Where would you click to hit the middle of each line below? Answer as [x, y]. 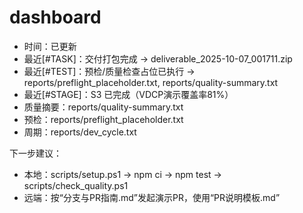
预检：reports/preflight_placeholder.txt [103, 119]
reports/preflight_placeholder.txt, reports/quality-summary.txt [151, 82]
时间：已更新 [50, 46]
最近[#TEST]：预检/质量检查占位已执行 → [109, 71]
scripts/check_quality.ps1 [76, 185]
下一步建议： [35, 153]
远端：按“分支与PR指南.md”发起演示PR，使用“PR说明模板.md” [152, 197]
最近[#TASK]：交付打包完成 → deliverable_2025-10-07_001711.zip [158, 58]
